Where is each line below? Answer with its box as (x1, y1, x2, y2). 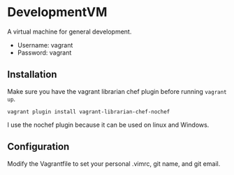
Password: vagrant (17, 48, 72, 57)
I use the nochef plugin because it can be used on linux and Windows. (7, 120, 210, 129)
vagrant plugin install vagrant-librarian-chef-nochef (7, 108, 170, 115)
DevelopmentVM (7, 4, 108, 20)
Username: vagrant (17, 41, 73, 49)
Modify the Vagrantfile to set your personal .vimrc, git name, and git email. (7, 159, 221, 168)
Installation (7, 69, 57, 80)
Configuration (7, 141, 70, 153)
